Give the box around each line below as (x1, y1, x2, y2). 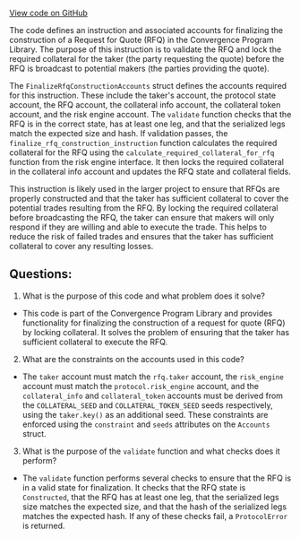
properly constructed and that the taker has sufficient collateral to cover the (9, 193, 289, 204)
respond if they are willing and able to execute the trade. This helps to (9, 221, 267, 232)
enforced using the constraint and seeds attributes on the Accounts (21, 419, 270, 430)
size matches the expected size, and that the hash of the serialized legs (21, 501, 287, 512)
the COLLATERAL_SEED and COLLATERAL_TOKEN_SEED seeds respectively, (21, 399, 273, 411)
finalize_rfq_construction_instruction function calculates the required (9, 138, 278, 148)
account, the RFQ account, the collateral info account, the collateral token (9, 100, 281, 110)
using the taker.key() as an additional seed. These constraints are (21, 409, 269, 420)
